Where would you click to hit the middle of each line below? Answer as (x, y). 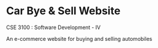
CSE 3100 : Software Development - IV (53, 27)
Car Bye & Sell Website (63, 11)
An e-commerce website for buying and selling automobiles (79, 39)
